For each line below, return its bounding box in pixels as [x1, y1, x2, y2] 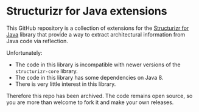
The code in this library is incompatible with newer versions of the [15, 61, 181, 68]
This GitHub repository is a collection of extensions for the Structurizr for [6, 24, 189, 32]
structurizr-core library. [15, 67, 78, 74]
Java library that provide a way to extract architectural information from [6, 30, 186, 38]
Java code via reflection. [6, 37, 68, 44]
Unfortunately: [6, 49, 43, 56]
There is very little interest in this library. [15, 80, 116, 88]
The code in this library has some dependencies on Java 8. [15, 74, 164, 81]
